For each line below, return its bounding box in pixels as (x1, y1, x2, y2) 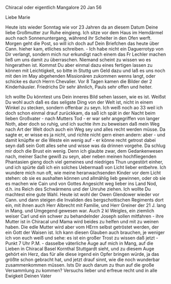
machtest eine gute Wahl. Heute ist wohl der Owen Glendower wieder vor (5, 192, 160, 197)
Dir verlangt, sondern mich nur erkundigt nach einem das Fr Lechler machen (5, 51, 166, 57)
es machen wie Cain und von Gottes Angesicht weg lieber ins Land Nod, (5, 181, 157, 186)
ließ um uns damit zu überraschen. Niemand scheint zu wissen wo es (5, 57, 152, 63)
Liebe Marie (5, 14, 31, 20)
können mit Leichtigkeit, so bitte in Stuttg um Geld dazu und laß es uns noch (5, 67, 165, 74)
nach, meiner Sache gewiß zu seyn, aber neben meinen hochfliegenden (5, 153, 157, 159)
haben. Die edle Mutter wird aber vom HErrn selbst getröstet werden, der (5, 224, 159, 230)
